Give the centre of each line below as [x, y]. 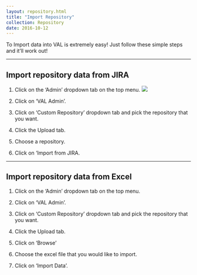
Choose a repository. [40, 142]
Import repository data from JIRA [68, 75]
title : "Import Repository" [40, 17]
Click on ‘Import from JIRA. [47, 153]
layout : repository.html [36, 11]
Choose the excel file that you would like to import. [76, 254]
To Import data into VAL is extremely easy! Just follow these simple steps [94, 45]
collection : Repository [35, 22]
